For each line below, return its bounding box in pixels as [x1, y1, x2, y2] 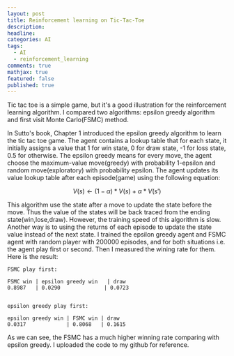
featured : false [7, 75, 54, 82]
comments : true [7, 62, 52, 69]
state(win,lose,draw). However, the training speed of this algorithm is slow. [7, 216, 221, 224]
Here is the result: [7, 253, 58, 261]
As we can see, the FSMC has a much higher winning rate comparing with [7, 333, 219, 342]
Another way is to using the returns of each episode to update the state [7, 223, 212, 231]
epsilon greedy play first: [7, 303, 89, 310]
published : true [7, 82, 54, 89]
